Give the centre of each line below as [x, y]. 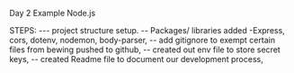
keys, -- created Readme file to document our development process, [136, 59]
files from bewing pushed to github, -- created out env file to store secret [145, 50]
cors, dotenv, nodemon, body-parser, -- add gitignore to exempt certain [143, 40]
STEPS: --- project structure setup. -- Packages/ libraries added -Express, [147, 30]
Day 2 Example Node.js [53, 13]
